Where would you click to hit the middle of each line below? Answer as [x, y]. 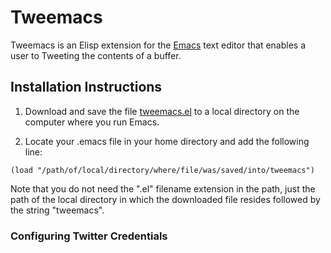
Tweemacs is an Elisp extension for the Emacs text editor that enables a [158, 45]
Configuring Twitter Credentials [89, 236]
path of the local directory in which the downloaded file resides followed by [165, 199]
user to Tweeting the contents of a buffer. [96, 55]
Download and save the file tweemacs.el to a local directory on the [162, 111]
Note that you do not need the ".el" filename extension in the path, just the [163, 188]
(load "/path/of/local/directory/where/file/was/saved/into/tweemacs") [162, 170]
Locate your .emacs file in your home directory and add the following [167, 141]
